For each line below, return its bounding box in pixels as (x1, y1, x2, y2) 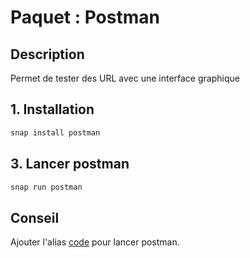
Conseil (10, 209, 60, 226)
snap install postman (10, 127, 101, 138)
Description (10, 46, 85, 63)
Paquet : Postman (10, 6, 160, 29)
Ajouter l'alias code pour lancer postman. (10, 236, 180, 248)
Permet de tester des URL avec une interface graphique (10, 72, 240, 84)
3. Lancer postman (10, 156, 130, 173)
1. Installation (10, 101, 95, 118)
